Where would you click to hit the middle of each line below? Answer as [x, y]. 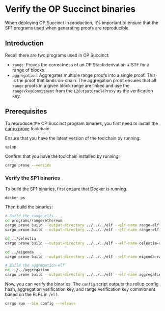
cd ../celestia [21, 239]
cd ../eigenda [20, 252]
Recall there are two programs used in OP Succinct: [57, 55]
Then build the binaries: [29, 207]
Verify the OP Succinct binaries [70, 9]
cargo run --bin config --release [41, 304]
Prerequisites [26, 112]
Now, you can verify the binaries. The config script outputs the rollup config [82, 284]
